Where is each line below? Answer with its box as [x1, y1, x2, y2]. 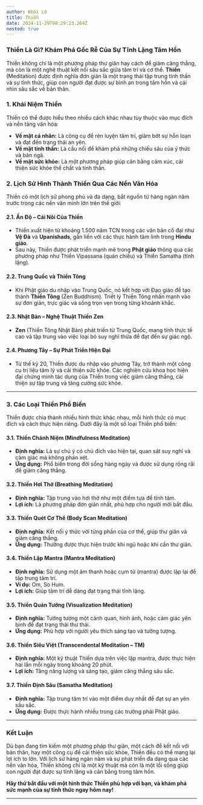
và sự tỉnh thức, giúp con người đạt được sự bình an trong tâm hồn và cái [6, 79, 187, 86]
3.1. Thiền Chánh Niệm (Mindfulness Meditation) [6, 434, 130, 442]
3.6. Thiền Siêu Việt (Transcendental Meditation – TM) [6, 641, 145, 648]
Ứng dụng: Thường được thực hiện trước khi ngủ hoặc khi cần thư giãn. [14, 541, 193, 548]
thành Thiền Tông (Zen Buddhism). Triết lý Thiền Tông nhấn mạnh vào [14, 293, 191, 300]
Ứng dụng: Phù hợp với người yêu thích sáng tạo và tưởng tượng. [14, 627, 177, 635]
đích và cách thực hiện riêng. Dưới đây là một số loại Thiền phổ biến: [6, 420, 177, 428]
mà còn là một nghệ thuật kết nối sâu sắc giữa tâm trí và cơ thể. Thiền [6, 66, 181, 73]
